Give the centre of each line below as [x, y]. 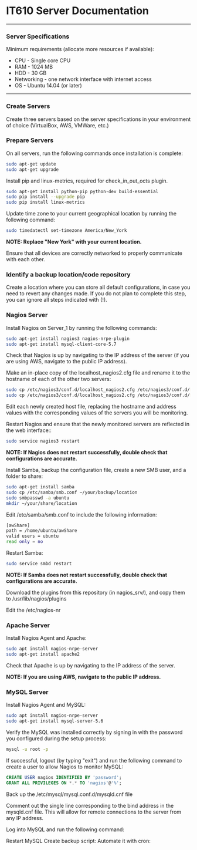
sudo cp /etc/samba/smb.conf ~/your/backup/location [72, 492]
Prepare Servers [30, 140]
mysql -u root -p [27, 750]
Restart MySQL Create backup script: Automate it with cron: [79, 841]
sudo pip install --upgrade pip [45, 197]
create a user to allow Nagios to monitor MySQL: [64, 767]
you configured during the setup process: [56, 738]
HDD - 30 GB [30, 73]
